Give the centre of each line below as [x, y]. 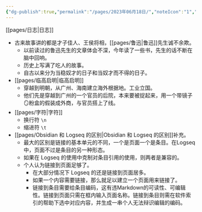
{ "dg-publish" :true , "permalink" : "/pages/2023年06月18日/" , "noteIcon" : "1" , [100, 12]
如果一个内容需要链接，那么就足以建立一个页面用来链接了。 [106, 180]
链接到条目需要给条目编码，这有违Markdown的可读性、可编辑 [109, 187]
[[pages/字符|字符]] [38, 112]
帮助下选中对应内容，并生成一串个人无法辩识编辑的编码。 [115, 202]
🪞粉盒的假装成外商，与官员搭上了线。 [71, 102]
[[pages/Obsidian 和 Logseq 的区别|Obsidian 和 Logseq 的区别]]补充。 [102, 135]
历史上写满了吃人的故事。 [55, 65]
